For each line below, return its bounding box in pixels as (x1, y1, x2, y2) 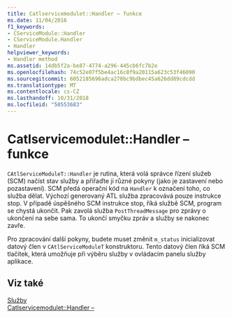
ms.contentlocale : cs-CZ (7, 88, 80, 95)
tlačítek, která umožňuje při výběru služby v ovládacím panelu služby (7, 250, 206, 258)
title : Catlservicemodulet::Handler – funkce (7, 10, 142, 17)
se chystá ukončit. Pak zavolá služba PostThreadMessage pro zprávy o (7, 206, 206, 215)
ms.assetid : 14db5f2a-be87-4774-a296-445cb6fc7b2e (7, 62, 158, 69)
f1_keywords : (7, 23, 45, 30)
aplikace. (7, 256, 34, 266)
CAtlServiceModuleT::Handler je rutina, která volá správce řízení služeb (7, 169, 212, 178)
